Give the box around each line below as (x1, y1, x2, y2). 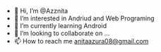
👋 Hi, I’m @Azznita (13, 7, 68, 15)
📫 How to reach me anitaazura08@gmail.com (13, 37, 149, 45)
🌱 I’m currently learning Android (13, 22, 107, 30)
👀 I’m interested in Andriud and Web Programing (13, 14, 155, 22)
